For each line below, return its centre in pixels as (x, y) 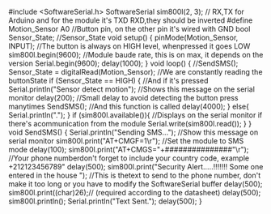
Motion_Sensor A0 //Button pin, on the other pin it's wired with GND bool (129, 29)
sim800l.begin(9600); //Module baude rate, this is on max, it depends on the (136, 55)
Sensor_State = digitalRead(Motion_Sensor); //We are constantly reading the (135, 72)
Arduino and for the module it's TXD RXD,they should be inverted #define (131, 20)
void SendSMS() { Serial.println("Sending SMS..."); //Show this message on (133, 132)
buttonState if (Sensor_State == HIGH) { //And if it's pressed (108, 81)
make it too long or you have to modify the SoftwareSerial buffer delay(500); (135, 184)
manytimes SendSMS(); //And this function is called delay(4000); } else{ (129, 106)
